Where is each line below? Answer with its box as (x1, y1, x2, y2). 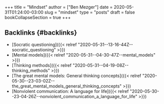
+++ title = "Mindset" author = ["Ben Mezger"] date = (4, 4, 113, 10)
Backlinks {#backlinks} (4, 29, 77, 37)
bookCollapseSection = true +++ (4, 15, 71, 20)
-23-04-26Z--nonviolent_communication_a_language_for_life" (11, 93, 138, 99)
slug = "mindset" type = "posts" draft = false (44, 9, 136, 15)
